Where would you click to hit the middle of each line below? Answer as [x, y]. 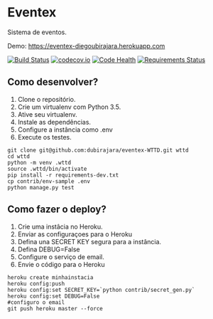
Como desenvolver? [53, 82]
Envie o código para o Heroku [61, 264]
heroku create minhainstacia [50, 277]
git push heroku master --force [55, 308]
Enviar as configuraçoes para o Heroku [75, 234]
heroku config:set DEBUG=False [54, 296]
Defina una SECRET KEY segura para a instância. [89, 241]
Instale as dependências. [54, 122]
